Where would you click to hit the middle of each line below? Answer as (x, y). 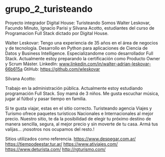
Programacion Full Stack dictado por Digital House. (57, 33)
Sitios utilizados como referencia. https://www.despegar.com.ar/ (70, 139)
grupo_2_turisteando (49, 9)
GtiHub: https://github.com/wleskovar (62, 69)
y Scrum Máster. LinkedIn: (32, 64)
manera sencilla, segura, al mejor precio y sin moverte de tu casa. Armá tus (82, 124)
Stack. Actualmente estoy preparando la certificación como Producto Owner (82, 58)
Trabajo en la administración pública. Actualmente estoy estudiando (74, 88)
